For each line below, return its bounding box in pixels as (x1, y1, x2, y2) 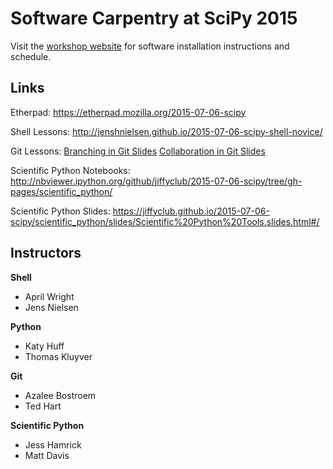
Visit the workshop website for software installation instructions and (10, 40, 290, 52)
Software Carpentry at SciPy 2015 (10, 7, 298, 30)
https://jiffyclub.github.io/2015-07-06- (112, 205, 270, 217)
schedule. (10, 50, 52, 62)
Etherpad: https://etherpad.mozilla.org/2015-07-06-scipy (10, 106, 247, 118)
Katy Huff (24, 340, 65, 352)
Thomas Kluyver (24, 350, 93, 362)
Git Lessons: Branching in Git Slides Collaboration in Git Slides (10, 145, 266, 157)
